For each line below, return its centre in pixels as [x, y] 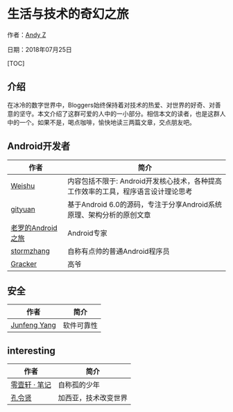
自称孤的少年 [79, 385]
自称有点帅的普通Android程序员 [119, 251]
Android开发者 [39, 146]
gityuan [23, 209]
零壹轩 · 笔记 [31, 385]
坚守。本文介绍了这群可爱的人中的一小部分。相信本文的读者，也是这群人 [122, 113]
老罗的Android [34, 228]
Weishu [23, 186]
